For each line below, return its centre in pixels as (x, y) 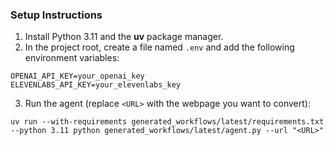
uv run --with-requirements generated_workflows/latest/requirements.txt (167, 122)
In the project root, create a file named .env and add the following (159, 47)
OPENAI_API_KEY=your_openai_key (77, 76)
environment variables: (72, 58)
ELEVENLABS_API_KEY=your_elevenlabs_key (96, 85)
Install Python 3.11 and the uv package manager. (124, 37)
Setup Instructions (56, 15)
